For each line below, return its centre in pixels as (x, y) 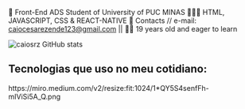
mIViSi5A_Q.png (35, 96)
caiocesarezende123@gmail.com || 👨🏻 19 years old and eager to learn (123, 29)
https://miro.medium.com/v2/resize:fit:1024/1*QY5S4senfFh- (109, 88)
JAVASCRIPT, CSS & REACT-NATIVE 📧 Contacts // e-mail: (103, 21)
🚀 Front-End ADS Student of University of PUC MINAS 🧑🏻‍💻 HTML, (117, 12)
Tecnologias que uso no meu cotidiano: (108, 69)
